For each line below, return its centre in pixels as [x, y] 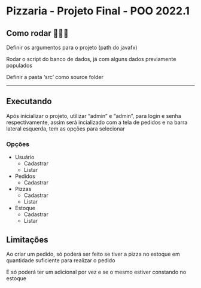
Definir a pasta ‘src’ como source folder [55, 77]
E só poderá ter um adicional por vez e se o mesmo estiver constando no [96, 272]
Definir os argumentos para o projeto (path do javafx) [72, 47]
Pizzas [23, 189]
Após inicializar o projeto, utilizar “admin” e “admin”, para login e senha [94, 116]
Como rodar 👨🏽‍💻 [37, 33]
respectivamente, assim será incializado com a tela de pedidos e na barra [97, 122]
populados [19, 65]
